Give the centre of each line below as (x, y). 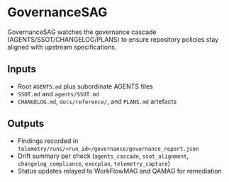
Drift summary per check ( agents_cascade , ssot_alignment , (103, 156)
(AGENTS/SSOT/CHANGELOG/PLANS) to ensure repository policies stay (113, 39)
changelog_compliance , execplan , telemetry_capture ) (94, 163)
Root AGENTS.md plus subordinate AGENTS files (85, 86)
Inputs (22, 69)
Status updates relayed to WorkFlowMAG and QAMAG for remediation (119, 171)
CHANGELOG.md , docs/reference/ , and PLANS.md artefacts (97, 101)
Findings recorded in (48, 141)
